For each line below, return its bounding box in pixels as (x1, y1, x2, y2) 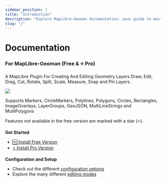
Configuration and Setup (5, 156, 57, 162)
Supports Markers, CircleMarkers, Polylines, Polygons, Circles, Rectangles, (5, 97, 158, 103)
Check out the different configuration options (12, 166, 105, 172)
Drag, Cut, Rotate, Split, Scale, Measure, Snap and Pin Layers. (5, 79, 131, 85)
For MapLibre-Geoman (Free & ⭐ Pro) (5, 60, 95, 67)
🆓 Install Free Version (12, 139, 58, 145)
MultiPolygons (5, 108, 35, 114)
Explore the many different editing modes (12, 171, 97, 177)
